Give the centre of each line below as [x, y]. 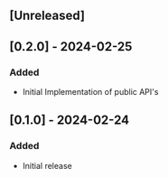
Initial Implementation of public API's [90, 92]
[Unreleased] [47, 16]
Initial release [47, 165]
